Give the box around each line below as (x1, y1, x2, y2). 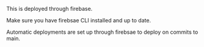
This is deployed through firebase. (6, 5, 93, 12)
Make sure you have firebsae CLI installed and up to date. (6, 17, 151, 23)
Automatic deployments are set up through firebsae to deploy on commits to (6, 28, 199, 36)
